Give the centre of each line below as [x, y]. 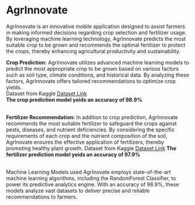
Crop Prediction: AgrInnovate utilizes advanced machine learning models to [98, 62]
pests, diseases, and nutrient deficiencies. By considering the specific [90, 130]
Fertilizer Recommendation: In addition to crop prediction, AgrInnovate [92, 117]
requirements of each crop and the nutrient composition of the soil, [87, 135]
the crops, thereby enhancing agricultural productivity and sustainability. [93, 51]
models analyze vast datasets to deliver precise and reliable [78, 190]
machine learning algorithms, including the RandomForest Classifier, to [91, 178]
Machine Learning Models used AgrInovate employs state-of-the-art [88, 172]
